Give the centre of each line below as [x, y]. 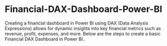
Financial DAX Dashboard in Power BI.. [45, 39]
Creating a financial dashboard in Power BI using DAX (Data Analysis [76, 23]
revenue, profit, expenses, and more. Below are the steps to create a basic [83, 33]
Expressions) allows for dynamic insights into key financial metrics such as [83, 28]
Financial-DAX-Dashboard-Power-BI [83, 9]
